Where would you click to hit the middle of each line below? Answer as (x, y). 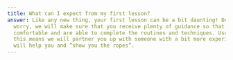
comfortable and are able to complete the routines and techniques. (114, 33)
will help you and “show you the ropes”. (74, 46)
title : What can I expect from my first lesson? (79, 13)
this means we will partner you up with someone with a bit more (110, 39)
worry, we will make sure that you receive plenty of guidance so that (119, 26)
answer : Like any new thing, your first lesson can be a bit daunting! (113, 20)
